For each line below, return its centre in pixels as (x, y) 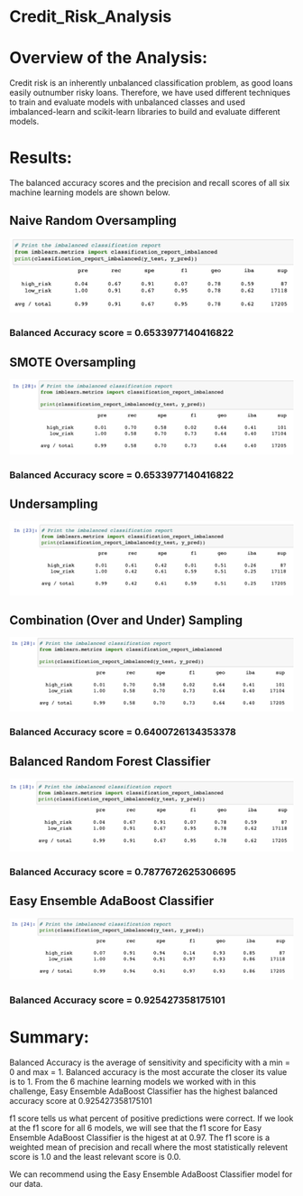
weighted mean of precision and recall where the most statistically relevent (149, 1147)
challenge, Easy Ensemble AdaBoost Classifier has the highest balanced (143, 1091)
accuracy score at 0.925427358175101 (81, 1100)
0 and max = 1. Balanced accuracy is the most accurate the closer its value (148, 1071)
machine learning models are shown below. (90, 192)
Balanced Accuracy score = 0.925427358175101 (117, 1000)
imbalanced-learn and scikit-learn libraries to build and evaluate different (145, 112)
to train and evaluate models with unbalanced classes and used (127, 102)
